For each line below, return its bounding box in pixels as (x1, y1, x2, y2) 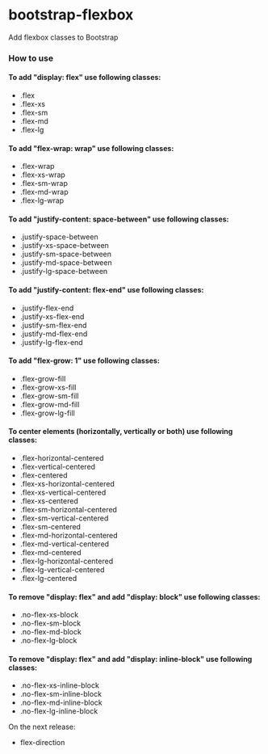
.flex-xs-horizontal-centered (19, 479, 115, 489)
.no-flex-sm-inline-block (19, 689, 103, 699)
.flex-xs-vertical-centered (19, 487, 107, 498)
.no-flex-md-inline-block (19, 697, 103, 708)
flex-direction (19, 738, 65, 748)
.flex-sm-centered (19, 522, 81, 532)
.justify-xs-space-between (19, 241, 109, 251)
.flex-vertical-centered (19, 462, 95, 472)
